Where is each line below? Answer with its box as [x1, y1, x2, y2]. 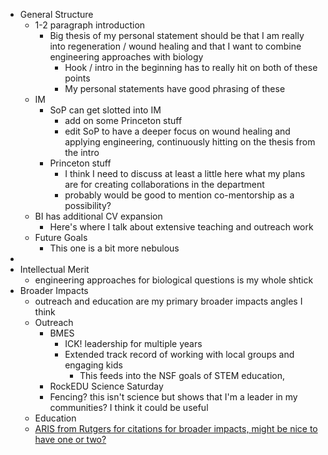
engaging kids [64, 359, 123, 371]
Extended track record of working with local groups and [64, 349, 295, 360]
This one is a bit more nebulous [49, 242, 180, 254]
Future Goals [34, 232, 88, 243]
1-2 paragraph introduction [34, 19, 146, 31]
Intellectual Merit [19, 264, 90, 275]
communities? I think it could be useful [49, 402, 209, 413]
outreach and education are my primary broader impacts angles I [34, 295, 303, 307]
